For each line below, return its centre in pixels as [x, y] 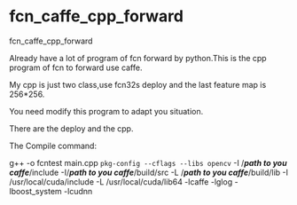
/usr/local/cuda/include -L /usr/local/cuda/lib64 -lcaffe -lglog [121, 181]
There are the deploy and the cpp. [71, 128]
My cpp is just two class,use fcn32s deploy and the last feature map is [138, 84]
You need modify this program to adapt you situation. [106, 111]
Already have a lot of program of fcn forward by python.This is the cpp [138, 58]
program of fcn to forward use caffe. [76, 67]
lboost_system [35, 191]
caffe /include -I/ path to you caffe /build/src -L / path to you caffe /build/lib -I [149, 172]
